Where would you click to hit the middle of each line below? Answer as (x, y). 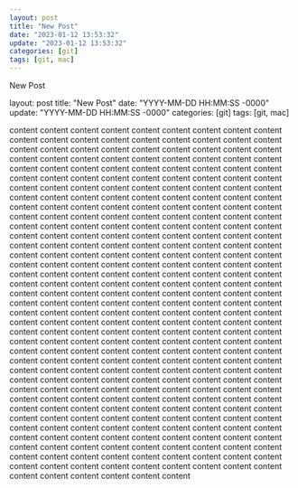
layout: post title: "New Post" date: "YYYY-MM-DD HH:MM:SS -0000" (139, 103)
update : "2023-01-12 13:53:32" (68, 43)
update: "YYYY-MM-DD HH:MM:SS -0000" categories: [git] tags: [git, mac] (149, 113)
